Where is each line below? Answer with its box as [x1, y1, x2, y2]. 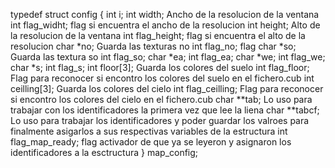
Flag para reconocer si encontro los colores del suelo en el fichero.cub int [10, 72, 315, 84]
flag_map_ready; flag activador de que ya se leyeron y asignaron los [10, 136, 292, 148]
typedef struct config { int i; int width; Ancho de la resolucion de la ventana [10, 9, 320, 20]
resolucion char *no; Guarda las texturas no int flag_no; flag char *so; [10, 40, 297, 52]
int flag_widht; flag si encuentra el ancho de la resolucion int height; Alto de [10, 19, 321, 31]
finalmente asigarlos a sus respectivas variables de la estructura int [10, 125, 288, 137]
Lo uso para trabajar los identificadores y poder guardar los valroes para [10, 115, 310, 126]
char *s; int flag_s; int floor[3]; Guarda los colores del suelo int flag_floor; [10, 62, 310, 73]
